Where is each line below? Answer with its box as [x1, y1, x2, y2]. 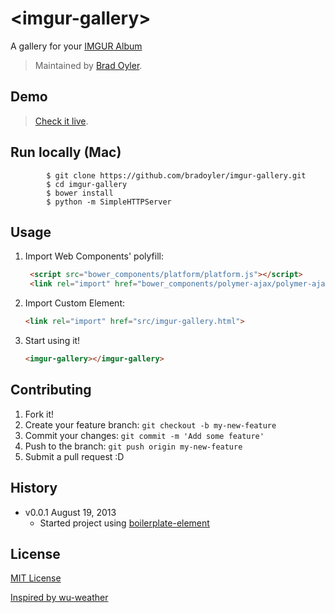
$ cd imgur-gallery [46, 179, 128, 189]
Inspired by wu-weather [10, 592, 109, 604]
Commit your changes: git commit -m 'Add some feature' [24, 429, 265, 441]
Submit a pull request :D [24, 450, 125, 462]
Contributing [10, 382, 92, 399]
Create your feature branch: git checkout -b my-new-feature [24, 418, 277, 431]
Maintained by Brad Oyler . [34, 59, 143, 71]
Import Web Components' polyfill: [24, 250, 164, 262]
